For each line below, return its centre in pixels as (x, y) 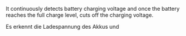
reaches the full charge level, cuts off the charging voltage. (80, 15)
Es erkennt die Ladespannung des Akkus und (62, 27)
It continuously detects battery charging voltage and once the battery (93, 9)
